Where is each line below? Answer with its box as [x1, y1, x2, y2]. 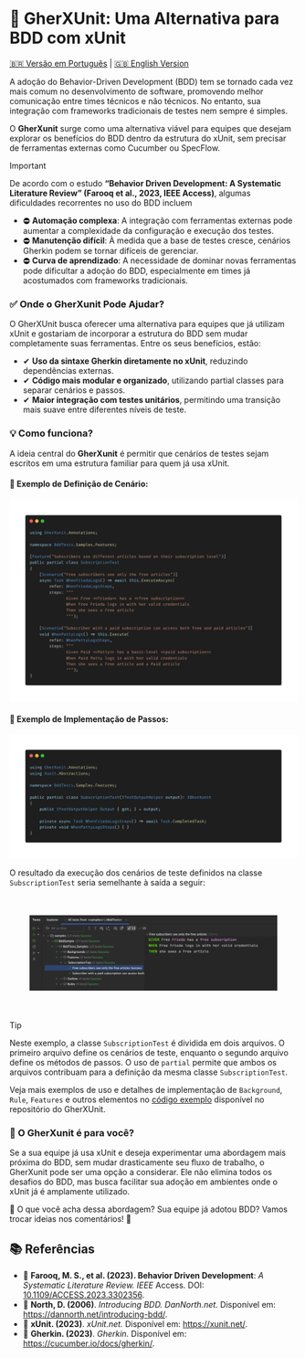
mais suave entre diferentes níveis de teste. [22, 404, 187, 415]
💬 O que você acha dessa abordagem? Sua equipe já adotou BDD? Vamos [9, 1204, 288, 1215]
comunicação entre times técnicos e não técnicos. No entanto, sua [9, 95, 261, 106]
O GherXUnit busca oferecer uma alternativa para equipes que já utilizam [9, 319, 285, 330]
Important [9, 160, 47, 171]
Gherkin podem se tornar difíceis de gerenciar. [22, 245, 199, 256]
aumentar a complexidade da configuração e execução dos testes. [22, 225, 275, 236]
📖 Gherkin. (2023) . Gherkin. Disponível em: [22, 1329, 187, 1340]
